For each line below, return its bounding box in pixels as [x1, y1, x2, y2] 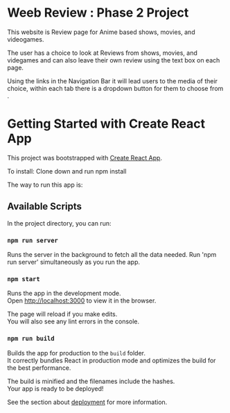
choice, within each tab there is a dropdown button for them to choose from [7, 84, 224, 92]
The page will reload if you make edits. [7, 310, 118, 319]
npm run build [7, 335, 55, 343]
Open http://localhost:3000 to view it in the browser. [7, 296, 157, 305]
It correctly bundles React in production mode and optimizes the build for [7, 356, 216, 364]
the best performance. [7, 363, 71, 372]
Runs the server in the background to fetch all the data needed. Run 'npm [7, 250, 217, 258]
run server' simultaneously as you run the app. [7, 258, 141, 266]
